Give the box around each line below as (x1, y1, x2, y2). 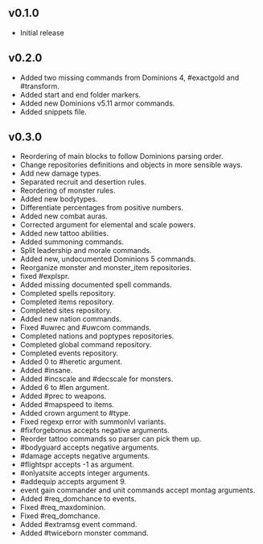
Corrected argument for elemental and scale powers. (19, 220, 196, 230)
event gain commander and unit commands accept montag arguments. (19, 485, 256, 495)
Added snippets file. (19, 106, 87, 116)
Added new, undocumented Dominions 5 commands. (19, 254, 196, 264)
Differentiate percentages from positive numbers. (19, 203, 183, 213)
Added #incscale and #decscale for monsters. (19, 374, 174, 384)
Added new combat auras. (19, 211, 109, 221)
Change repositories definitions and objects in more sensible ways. (19, 160, 243, 170)
